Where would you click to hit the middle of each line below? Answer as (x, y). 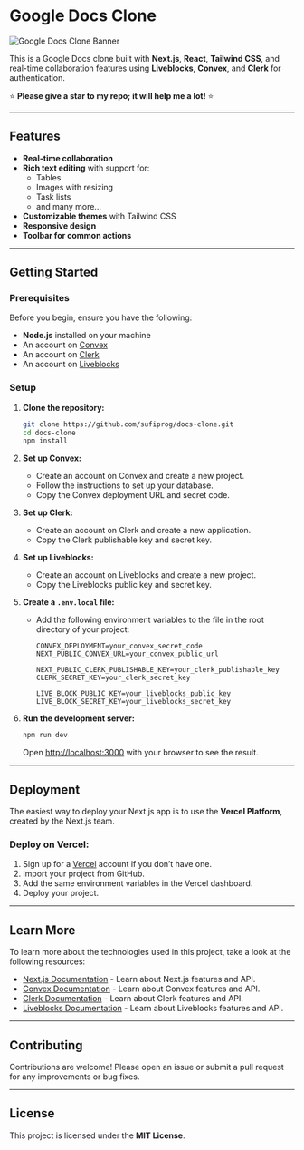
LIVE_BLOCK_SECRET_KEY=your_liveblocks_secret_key (133, 702)
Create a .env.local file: (68, 602)
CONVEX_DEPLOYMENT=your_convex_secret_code (119, 646)
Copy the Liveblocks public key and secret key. (124, 585)
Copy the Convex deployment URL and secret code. (133, 495)
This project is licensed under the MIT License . (97, 1135)
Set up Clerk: (47, 512)
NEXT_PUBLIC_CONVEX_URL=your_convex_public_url (127, 654)
